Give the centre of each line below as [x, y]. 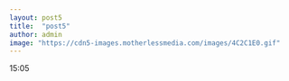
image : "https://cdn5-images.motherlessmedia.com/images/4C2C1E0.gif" [145, 43]
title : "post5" [40, 26]
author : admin [36, 34]
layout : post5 [36, 18]
